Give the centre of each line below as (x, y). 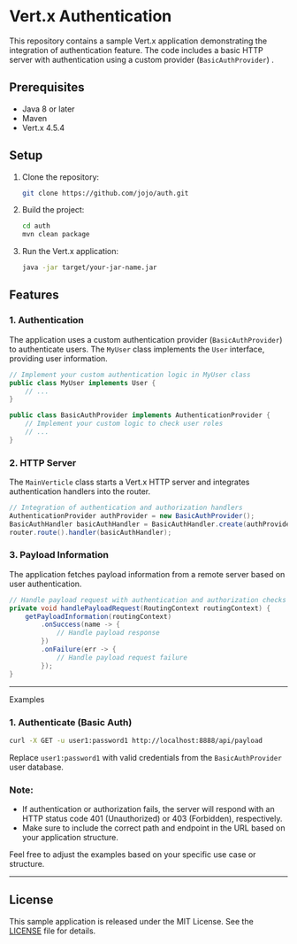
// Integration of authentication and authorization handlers (126, 508)
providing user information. (58, 358)
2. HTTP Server (43, 462)
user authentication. (46, 584)
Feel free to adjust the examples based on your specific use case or (133, 855)
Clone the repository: (61, 177)
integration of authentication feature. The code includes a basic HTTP (136, 50)
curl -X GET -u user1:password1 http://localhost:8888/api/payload (136, 740)
